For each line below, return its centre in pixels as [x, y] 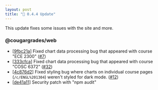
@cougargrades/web [31, 40]
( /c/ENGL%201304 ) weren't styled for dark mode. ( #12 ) [65, 77]
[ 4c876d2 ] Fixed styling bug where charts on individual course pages [82, 72]
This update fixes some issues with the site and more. [59, 28]
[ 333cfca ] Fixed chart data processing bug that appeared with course [82, 61]
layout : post [18, 9]
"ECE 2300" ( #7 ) [29, 56]
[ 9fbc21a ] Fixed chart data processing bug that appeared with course [82, 51]
